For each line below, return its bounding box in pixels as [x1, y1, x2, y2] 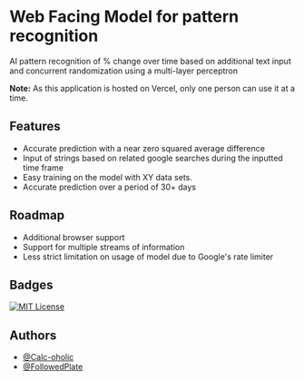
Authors [9, 327, 57, 343]
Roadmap [9, 208, 65, 223]
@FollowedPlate [22, 361, 83, 373]
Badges [9, 277, 54, 292]
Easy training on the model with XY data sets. [22, 171, 193, 182]
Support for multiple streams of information [22, 241, 185, 252]
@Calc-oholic [22, 352, 74, 363]
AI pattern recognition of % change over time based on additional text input [9, 55, 292, 66]
